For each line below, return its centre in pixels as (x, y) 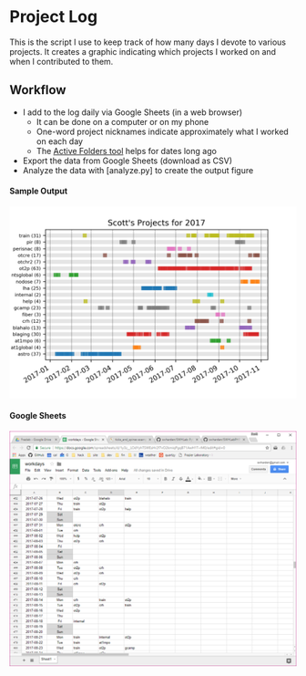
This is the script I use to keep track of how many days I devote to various (148, 42)
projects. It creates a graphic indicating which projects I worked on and (143, 51)
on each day (60, 141)
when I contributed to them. (61, 61)
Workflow (38, 90)
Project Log (54, 17)
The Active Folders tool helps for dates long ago (126, 151)
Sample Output (39, 191)
